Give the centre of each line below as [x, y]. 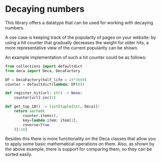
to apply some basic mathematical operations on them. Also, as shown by [80, 144]
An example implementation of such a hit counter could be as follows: [76, 57]
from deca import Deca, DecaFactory [43, 71]
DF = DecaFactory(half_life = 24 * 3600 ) [46, 80]
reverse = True [36, 125]
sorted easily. [19, 154]
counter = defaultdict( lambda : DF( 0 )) [45, 84]
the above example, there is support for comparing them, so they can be [79, 149]
